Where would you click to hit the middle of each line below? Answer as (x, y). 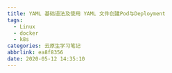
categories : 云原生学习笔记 (44, 46)
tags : (15, 20)
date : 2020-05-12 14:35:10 (46, 59)
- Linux (25, 26)
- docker (26, 33)
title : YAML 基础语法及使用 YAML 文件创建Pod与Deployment (86, 14)
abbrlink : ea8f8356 (35, 53)
